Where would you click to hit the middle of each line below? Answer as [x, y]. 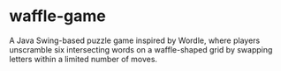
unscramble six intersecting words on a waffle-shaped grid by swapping [141, 49]
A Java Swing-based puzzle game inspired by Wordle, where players [135, 40]
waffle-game [57, 16]
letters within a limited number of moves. [83, 59]
